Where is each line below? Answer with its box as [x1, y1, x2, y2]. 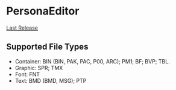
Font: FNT [14, 71, 40, 78]
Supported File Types [6, 42, 89, 52]
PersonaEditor [6, 4, 80, 18]
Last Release [6, 24, 38, 31]
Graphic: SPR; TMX [14, 64, 63, 71]
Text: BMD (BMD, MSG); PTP [14, 77, 87, 84]
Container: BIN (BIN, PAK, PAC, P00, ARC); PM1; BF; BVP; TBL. [14, 57, 170, 65]
